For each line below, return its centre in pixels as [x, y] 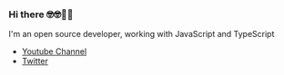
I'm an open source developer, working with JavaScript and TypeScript [142, 34]
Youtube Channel [54, 52]
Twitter [35, 61]
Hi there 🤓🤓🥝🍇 [41, 14]
